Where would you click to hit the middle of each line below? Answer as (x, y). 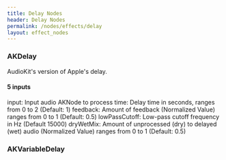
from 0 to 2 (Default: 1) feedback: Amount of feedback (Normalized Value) (111, 109)
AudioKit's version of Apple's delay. (57, 71)
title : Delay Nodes (35, 13)
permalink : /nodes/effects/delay (55, 26)
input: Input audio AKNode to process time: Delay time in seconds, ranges (111, 102)
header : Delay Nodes (37, 20)
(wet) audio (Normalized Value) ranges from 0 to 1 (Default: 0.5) (97, 131)
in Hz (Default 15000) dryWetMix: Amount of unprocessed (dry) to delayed (112, 124)
